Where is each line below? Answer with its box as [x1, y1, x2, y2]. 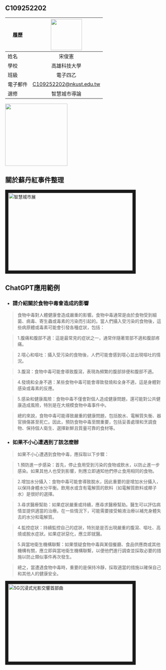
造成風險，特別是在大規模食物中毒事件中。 [21, 402, 109, 408]
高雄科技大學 [51, 62, 82, 69]
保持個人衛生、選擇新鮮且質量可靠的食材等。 [26, 425, 118, 431]
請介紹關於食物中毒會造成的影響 [12, 299, 89, 306]
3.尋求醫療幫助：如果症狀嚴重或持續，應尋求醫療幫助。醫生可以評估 [17, 501, 157, 507]
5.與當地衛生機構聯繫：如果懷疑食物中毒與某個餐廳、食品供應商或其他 [17, 541, 161, 547]
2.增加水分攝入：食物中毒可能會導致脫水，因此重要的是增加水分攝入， [17, 479, 161, 484]
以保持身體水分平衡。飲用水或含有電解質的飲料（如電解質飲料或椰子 [17, 484, 157, 490]
